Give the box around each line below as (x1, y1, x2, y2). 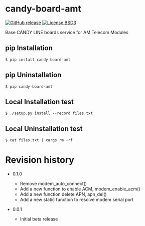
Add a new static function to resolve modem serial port (20, 196, 134, 203)
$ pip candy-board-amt (5, 84, 53, 89)
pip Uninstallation (5, 71, 62, 79)
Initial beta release (20, 216, 58, 222)
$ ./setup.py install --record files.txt (5, 111, 93, 116)
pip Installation (5, 44, 53, 53)
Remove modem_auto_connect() (20, 181, 87, 187)
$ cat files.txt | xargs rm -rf (5, 138, 73, 143)
